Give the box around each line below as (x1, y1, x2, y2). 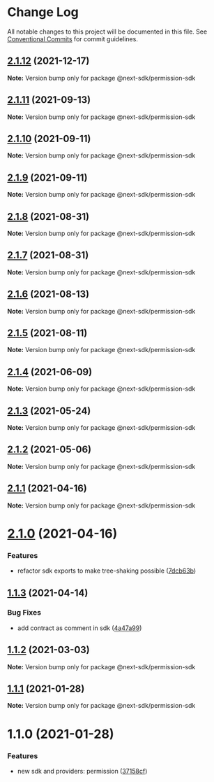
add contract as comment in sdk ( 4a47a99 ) (17, 624, 142, 632)
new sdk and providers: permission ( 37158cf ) (17, 767, 148, 775)
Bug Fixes (7, 608, 42, 617)
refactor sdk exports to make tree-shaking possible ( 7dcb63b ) (17, 566, 197, 575)
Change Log (7, 4, 79, 20)
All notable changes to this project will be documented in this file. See (7, 27, 208, 36)
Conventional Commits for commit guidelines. (7, 34, 138, 43)
